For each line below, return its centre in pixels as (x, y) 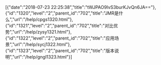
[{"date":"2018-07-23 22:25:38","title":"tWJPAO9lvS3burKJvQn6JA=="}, (81, 7)
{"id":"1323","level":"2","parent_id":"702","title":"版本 (60, 50)
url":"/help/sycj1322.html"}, (43, 44)
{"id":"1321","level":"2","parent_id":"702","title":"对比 (60, 25)
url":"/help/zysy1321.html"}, (43, 32)
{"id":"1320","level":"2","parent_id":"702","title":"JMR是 (62, 13)
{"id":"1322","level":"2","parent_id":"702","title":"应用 (60, 38)
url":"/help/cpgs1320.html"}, (44, 19)
